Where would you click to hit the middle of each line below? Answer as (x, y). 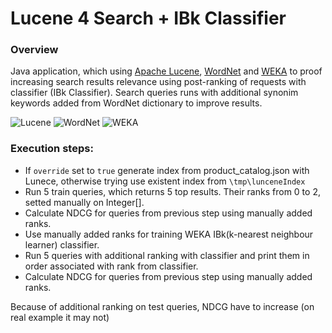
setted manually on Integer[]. (84, 202)
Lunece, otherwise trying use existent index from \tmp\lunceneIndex (165, 181)
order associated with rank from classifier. (111, 266)
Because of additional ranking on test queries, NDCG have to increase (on (162, 306)
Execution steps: (52, 149)
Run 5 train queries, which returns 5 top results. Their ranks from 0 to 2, (172, 191)
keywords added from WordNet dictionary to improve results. (136, 103)
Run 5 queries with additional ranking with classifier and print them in (167, 255)
